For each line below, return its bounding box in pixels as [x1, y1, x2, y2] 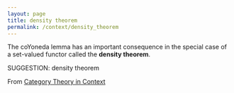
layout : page [7, 10, 46, 18]
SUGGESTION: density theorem [7, 64, 99, 73]
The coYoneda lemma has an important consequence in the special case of [7, 43, 227, 51]
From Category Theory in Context [7, 77, 106, 86]
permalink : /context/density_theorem [7, 23, 119, 30]
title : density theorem [7, 17, 78, 24]
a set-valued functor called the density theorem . [7, 50, 151, 58]
